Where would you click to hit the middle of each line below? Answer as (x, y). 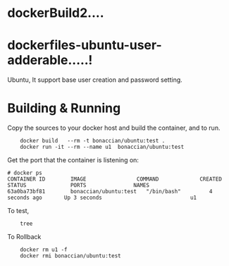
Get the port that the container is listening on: (73, 160)
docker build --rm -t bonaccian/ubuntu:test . (93, 141)
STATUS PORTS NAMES (79, 186)
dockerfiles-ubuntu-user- (85, 46)
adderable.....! (50, 60)
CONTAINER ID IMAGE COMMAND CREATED (114, 179)
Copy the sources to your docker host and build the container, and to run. (114, 128)
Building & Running (64, 108)
